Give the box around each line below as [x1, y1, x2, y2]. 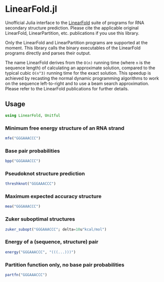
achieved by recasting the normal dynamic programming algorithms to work [5, 75, 159, 81]
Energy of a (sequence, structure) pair [5, 238, 98, 245]
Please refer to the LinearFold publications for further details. [5, 85, 129, 91]
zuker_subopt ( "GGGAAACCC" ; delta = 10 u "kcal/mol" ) [5, 227, 107, 232]
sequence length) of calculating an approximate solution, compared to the [5, 65, 156, 71]
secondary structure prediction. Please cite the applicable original [5, 25, 139, 30]
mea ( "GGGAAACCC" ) [5, 204, 41, 209]
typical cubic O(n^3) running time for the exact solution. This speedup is [5, 70, 151, 76]
